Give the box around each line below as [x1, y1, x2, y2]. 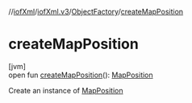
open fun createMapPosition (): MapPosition [8, 70, 153, 80]
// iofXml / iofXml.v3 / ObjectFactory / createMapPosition [8, 7, 184, 16]
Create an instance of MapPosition [8, 85, 123, 95]
